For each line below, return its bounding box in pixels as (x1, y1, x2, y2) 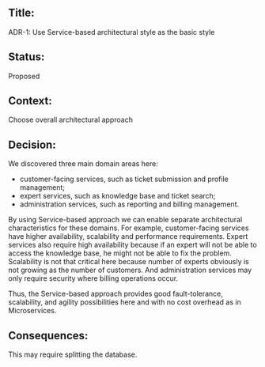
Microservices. (8, 306, 57, 316)
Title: (8, 6, 35, 20)
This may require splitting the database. (8, 350, 138, 359)
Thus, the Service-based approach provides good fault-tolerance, (8, 289, 224, 299)
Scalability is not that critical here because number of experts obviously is (8, 257, 249, 267)
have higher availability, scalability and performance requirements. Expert (8, 232, 248, 241)
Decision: (8, 138, 57, 151)
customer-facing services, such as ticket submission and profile (19, 174, 229, 184)
